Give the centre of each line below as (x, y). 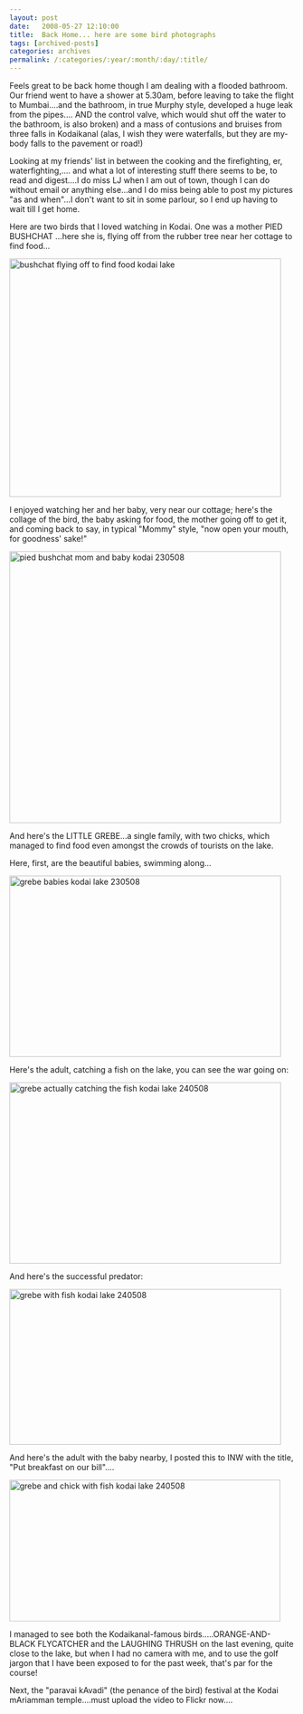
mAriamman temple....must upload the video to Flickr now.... (121, 1700)
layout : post (34, 18)
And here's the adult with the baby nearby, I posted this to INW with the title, (151, 1458)
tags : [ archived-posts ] (54, 43)
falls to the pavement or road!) (87, 143)
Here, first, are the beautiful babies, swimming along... (110, 863)
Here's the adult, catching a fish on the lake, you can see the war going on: (149, 1069)
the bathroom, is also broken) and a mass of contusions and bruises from (146, 124)
